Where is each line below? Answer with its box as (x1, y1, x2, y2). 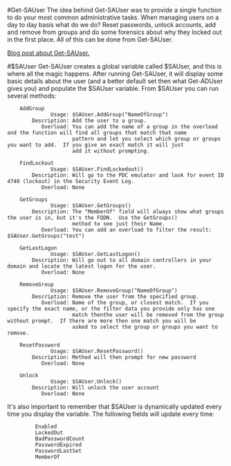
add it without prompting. (72, 148, 150, 155)
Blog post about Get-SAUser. (7, 49, 90, 57)
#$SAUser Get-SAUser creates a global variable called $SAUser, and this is (7, 62, 223, 70)
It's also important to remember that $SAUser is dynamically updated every (7, 402, 222, 411)
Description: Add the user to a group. (32, 117, 147, 124)
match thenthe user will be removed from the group (72, 311, 225, 318)
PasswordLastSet (35, 447, 82, 454)
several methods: (7, 92, 57, 100)
